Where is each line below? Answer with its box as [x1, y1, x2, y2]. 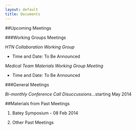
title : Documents [5, 12, 41, 17]
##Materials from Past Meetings [5, 100, 70, 106]
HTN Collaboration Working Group [5, 44, 75, 50]
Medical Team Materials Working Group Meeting [5, 63, 104, 69]
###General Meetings [5, 81, 49, 88]
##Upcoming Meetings [5, 25, 51, 31]
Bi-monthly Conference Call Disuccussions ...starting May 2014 [5, 91, 132, 97]
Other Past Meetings [12, 119, 54, 125]
